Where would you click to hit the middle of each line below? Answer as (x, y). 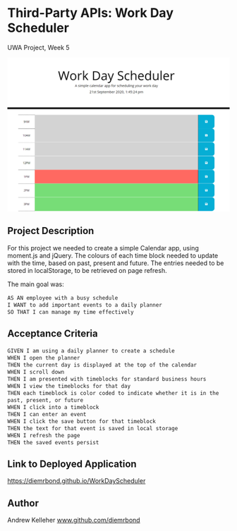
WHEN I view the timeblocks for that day (69, 386)
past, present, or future (45, 400)
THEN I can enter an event (47, 414)
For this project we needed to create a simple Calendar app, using (103, 248)
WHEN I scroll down (36, 372)
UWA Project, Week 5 (38, 47)
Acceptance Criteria (53, 334)
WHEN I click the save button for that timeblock (82, 421)
